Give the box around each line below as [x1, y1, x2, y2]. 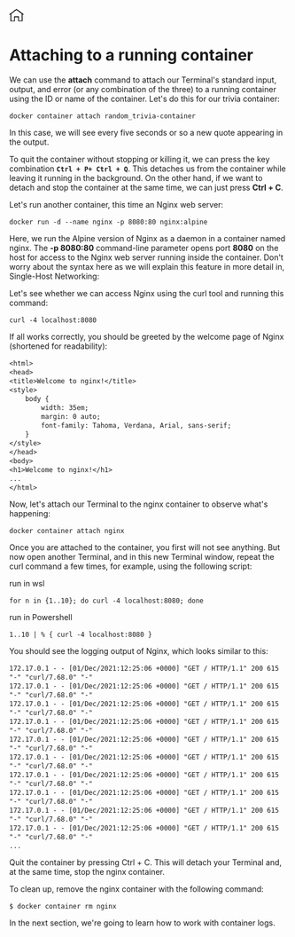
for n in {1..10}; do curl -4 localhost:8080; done [9, 596, 204, 605]
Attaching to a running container [9, 45, 254, 66]
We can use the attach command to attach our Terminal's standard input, [9, 75, 277, 85]
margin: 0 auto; [41, 412, 101, 421]
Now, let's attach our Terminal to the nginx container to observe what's [9, 499, 268, 509]
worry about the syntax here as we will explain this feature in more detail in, [9, 261, 285, 272]
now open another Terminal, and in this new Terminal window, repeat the [9, 551, 275, 562]
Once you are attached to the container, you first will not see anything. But [9, 541, 281, 553]
